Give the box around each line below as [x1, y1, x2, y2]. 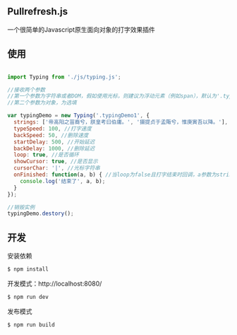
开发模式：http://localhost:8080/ [7, 279, 102, 288]
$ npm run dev [7, 293, 49, 300]
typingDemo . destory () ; [7, 210, 74, 218]
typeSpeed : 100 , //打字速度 [13, 125, 92, 132]
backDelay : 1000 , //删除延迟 [13, 145, 95, 152]
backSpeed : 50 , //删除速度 [13, 131, 89, 139]
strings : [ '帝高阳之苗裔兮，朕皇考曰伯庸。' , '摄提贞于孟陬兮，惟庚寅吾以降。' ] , [13, 119, 229, 126]
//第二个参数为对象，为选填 [7, 99, 78, 107]
